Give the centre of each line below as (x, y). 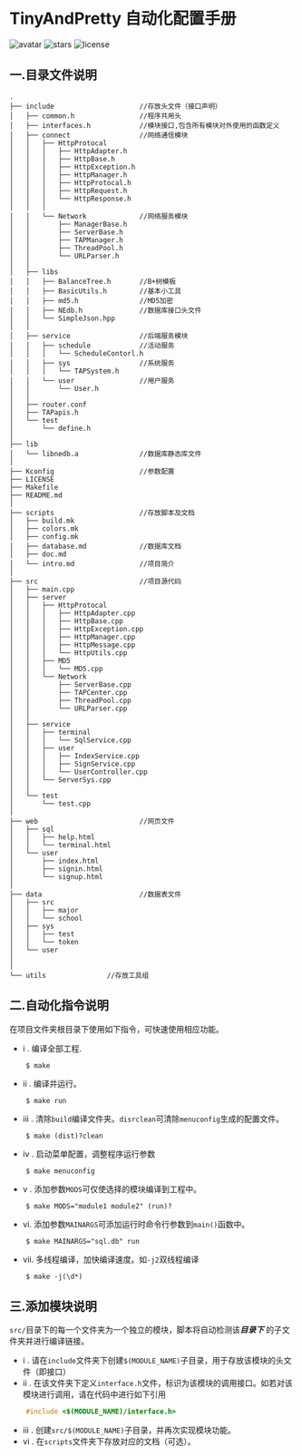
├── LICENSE (32, 479)
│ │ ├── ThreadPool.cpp (70, 700)
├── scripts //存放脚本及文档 (102, 513)
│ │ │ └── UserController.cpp (78, 772)
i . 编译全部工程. (52, 1048)
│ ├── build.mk (42, 521)
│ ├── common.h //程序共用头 (95, 116)
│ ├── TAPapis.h (44, 412)
